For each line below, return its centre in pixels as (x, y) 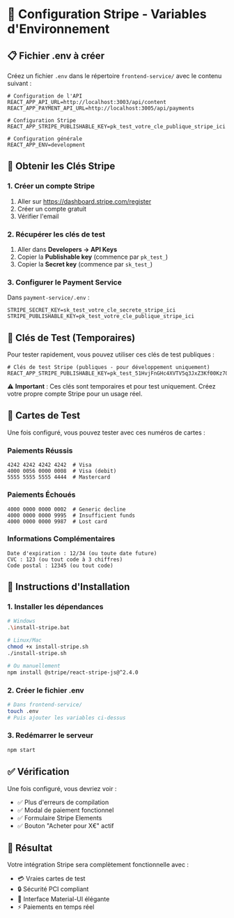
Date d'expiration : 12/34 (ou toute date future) (82, 553)
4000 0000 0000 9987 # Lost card (57, 521)
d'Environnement (58, 29)
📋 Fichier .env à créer (56, 55)
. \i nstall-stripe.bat (39, 628)
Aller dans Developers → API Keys (67, 249)
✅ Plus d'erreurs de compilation (63, 802)
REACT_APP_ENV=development (46, 145)
